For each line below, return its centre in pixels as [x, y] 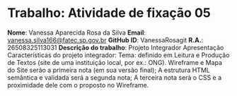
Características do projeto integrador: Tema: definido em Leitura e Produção [118, 55]
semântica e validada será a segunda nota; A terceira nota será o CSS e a [115, 77]
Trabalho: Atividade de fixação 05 [109, 13]
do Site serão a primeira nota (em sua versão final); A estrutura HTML [109, 70]
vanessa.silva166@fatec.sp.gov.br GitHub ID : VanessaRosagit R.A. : [105, 40]
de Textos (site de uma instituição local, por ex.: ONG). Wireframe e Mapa [115, 62]
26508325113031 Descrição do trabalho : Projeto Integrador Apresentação [116, 47]
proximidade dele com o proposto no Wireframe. [78, 85]
